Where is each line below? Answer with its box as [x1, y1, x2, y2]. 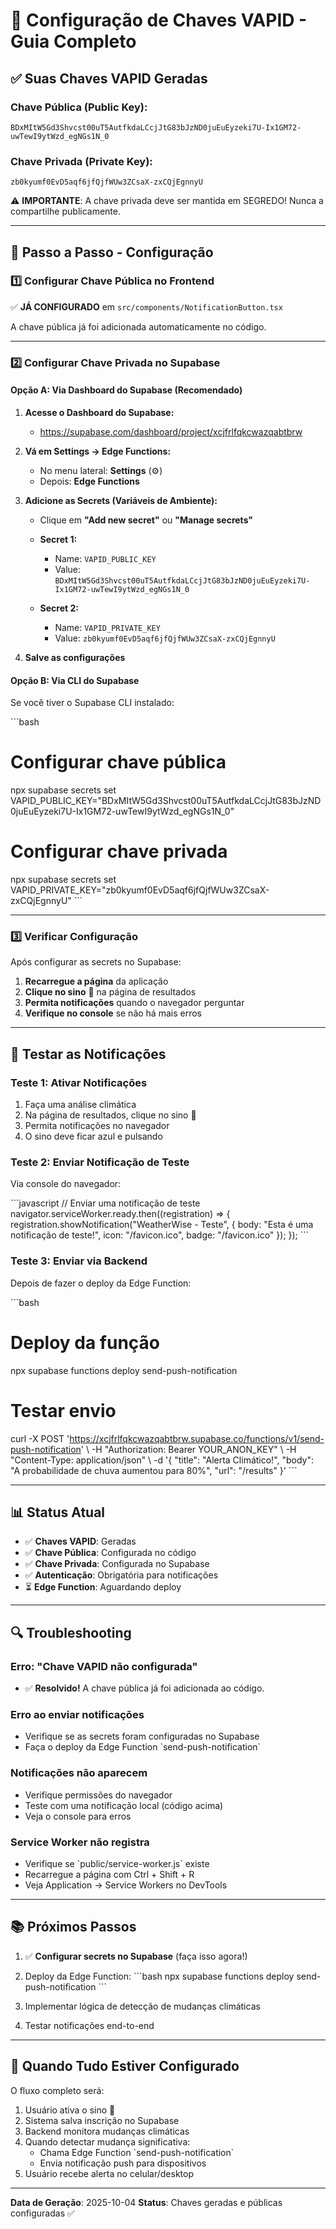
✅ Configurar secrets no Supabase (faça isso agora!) [24, 1950, 248, 1962]
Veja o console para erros [24, 1810, 132, 1822]
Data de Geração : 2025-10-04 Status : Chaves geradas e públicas [10, 2196, 283, 2208]
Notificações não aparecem [10, 1766, 148, 1780]
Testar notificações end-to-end [24, 2019, 155, 2031]
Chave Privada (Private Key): [10, 154, 153, 168]
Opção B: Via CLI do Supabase [10, 674, 140, 686]
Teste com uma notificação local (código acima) [24, 1799, 224, 1811]
